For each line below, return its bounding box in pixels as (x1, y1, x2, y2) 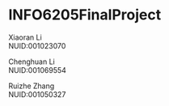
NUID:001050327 (8, 89, 66, 99)
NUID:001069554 (8, 65, 67, 74)
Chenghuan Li (8, 57, 55, 66)
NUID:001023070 (8, 40, 66, 50)
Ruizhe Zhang (8, 81, 55, 91)
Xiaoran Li (8, 32, 42, 42)
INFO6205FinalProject (8, 6, 162, 24)
